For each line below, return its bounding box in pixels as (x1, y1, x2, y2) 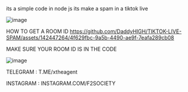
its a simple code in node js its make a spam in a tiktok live (6, 5, 148, 12)
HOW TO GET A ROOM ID (6, 28, 69, 35)
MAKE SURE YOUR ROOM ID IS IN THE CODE (6, 45, 117, 52)
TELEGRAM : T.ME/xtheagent (6, 68, 78, 75)
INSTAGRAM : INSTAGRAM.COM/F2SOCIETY (6, 80, 116, 87)
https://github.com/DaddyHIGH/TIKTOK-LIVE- (70, 28, 182, 35)
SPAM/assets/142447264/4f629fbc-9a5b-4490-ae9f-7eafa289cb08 (6, 34, 174, 41)
